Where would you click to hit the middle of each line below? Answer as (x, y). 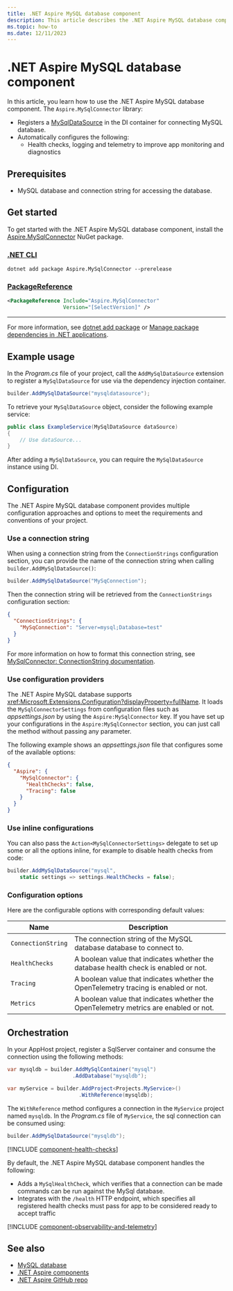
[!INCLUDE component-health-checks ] (63, 1149)
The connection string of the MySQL (133, 939)
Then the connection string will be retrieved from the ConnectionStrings (110, 594)
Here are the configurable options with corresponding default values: (106, 910)
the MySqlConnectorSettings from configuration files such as (93, 709)
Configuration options (45, 895)
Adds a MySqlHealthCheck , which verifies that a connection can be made (120, 1183)
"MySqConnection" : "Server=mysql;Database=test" (91, 628)
